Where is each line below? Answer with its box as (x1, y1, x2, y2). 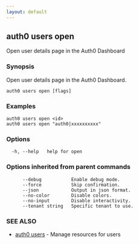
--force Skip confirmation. (22, 182, 120, 188)
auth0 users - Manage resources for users (15, 231, 121, 238)
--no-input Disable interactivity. (22, 197, 131, 203)
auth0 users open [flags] (6, 88, 71, 94)
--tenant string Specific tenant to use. (22, 203, 134, 209)
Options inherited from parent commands (6, 163, 131, 171)
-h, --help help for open (11, 149, 83, 155)
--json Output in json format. (22, 187, 131, 193)
